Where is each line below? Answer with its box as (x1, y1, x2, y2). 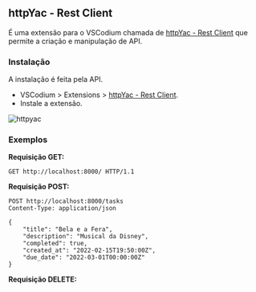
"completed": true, (22, 240, 88, 248)
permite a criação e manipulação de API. (8, 36, 143, 46)
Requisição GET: (8, 152, 65, 162)
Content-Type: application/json (8, 205, 116, 213)
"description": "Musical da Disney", (22, 233, 149, 241)
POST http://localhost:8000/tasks (8, 197, 124, 205)
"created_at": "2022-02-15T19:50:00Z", (22, 246, 156, 255)
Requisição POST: (8, 182, 70, 192)
